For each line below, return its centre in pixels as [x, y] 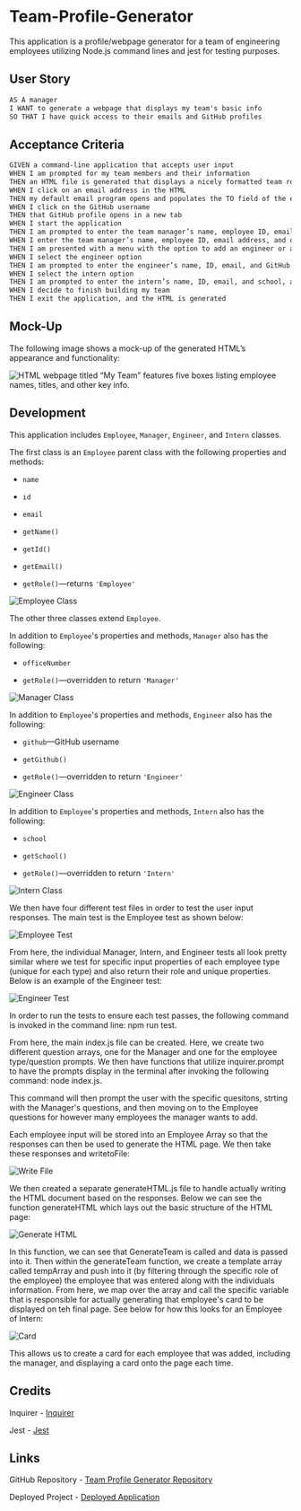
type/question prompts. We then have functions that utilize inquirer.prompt [147, 1061]
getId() [36, 549]
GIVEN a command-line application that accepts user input [122, 165]
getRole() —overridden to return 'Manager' [100, 680]
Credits [30, 1391]
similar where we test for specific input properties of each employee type [145, 962]
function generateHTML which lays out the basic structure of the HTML [141, 1207]
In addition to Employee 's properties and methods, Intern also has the [137, 811]
